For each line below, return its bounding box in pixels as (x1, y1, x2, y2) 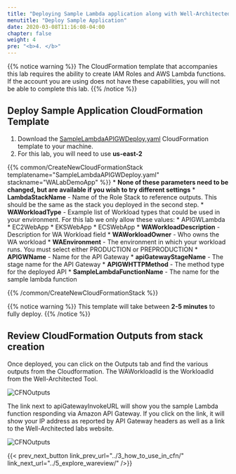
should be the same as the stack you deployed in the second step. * (7, 200, 204, 209)
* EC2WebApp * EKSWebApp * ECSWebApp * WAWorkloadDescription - (7, 223, 220, 231)
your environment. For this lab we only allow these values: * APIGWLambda (7, 215, 225, 223)
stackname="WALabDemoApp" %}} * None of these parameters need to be (7, 178, 229, 186)
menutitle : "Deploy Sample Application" (7, 17, 128, 24)
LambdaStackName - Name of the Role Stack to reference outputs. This (7, 192, 218, 201)
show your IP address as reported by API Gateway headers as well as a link (7, 416, 225, 425)
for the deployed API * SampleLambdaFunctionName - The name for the (7, 268, 220, 276)
